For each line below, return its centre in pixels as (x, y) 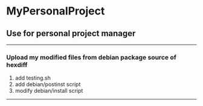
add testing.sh (33, 78)
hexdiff (17, 64)
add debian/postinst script (48, 84)
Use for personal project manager (71, 33)
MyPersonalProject (56, 11)
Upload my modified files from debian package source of (91, 57)
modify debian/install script (49, 91)
